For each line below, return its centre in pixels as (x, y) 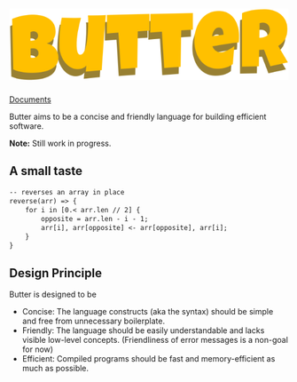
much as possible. (55, 369)
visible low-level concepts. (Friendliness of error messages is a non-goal (155, 340)
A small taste (46, 171)
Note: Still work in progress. (60, 143)
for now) (38, 349)
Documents (30, 99)
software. (27, 126)
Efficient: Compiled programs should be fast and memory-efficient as (148, 359)
